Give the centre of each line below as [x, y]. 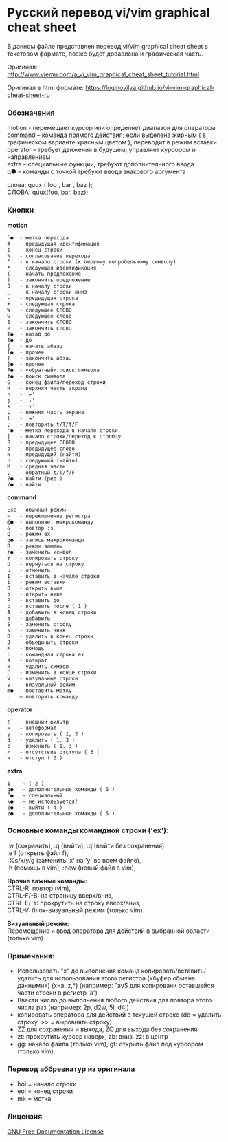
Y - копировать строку [43, 558]
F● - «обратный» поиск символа [53, 370]
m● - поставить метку [39, 690]
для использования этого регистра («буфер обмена [119, 978]
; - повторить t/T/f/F [43, 424]
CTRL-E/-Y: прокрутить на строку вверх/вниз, [74, 903]
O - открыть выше [35, 588]
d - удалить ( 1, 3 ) [41, 740]
